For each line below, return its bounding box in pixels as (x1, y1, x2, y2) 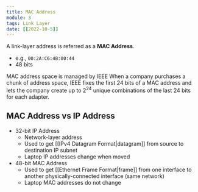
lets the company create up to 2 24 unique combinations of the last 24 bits (6, 86, 191, 94)
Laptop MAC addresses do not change (24, 179, 122, 186)
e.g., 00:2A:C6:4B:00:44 (15, 54, 75, 62)
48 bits (15, 61, 34, 68)
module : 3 (6, 15, 32, 21)
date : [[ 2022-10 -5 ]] (6, 26, 59, 32)
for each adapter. (6, 93, 50, 101)
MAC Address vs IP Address (6, 111, 116, 121)
